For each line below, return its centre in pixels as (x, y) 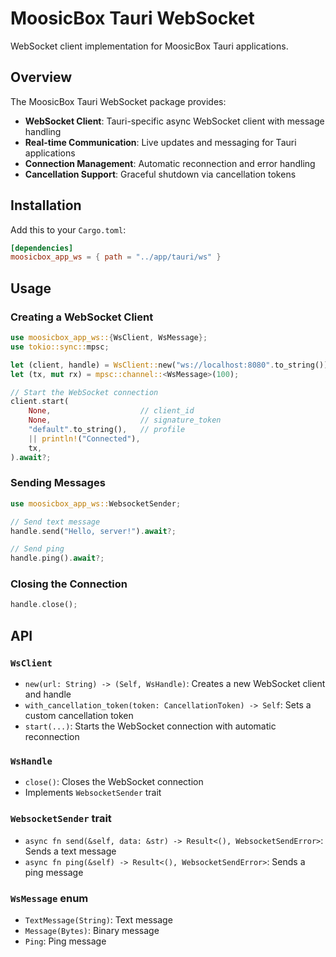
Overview (41, 77)
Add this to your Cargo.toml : (68, 229)
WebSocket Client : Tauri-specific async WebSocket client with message (174, 121)
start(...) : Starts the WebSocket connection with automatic (150, 726)
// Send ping (37, 549)
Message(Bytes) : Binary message (92, 930)
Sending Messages (58, 483)
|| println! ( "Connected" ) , (84, 438)
